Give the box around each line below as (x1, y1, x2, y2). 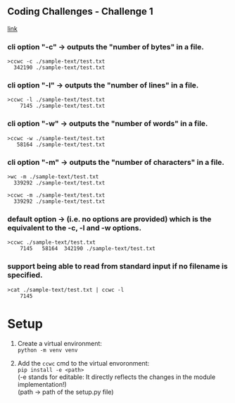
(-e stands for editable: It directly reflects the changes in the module (17, 373, 216, 381)
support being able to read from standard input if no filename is (7, 261, 228, 271)
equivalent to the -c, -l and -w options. (7, 223, 142, 232)
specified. (7, 271, 43, 280)
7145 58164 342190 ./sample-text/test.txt (20, 245, 156, 252)
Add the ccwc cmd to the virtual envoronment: (17, 359, 150, 367)
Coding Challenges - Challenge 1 (7, 6, 153, 18)
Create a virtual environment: (17, 339, 102, 347)
